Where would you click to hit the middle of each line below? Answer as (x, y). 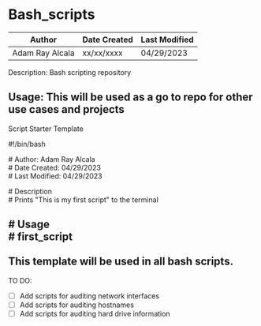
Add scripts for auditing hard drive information (95, 313)
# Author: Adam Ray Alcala (52, 159)
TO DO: (21, 280)
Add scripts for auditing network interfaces (89, 296)
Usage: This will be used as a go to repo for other (131, 97)
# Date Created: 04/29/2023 (54, 167)
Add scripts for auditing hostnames (76, 305)
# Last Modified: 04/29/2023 (55, 176)
